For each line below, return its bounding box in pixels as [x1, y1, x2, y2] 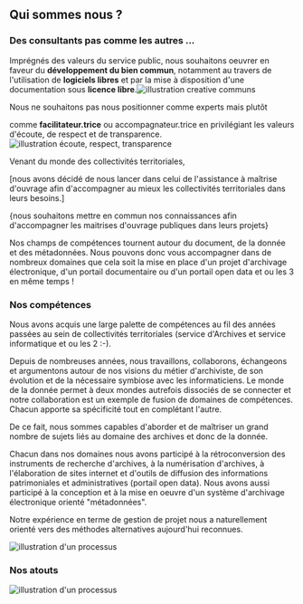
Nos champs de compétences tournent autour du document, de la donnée [9, 237, 287, 248]
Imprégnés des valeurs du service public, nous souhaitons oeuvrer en [9, 54, 270, 66]
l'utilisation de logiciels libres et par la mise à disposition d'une [9, 74, 245, 85]
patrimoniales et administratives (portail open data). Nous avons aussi [9, 477, 270, 488]
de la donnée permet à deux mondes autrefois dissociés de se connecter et [9, 384, 291, 395]
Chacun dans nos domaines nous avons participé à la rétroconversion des [9, 448, 286, 459]
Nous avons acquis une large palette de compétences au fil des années [9, 319, 276, 330]
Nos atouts [9, 563, 59, 576]
